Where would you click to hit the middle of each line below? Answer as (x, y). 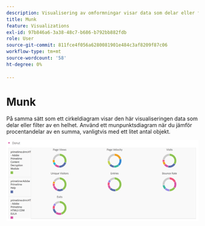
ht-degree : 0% (24, 64)
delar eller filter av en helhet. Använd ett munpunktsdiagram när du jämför (99, 125)
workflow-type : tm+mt (34, 52)
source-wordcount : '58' (37, 58)
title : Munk (21, 19)
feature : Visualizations (38, 26)
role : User (20, 39)
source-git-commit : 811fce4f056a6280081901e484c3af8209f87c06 (87, 45)
